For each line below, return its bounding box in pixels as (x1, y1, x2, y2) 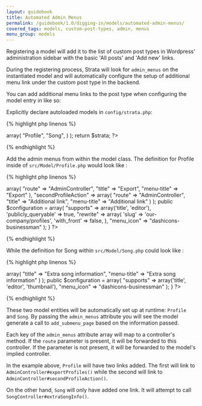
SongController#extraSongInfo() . (6, 393, 89, 400)
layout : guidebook (6, 8, 52, 15)
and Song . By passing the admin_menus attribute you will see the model (6, 313, 178, 320)
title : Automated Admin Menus (6, 14, 83, 21)
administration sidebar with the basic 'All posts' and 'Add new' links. (6, 54, 175, 62)
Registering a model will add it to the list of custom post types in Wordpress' (6, 48, 196, 55)
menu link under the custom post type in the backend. (6, 79, 140, 86)
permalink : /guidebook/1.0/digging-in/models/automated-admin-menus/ (6, 20, 185, 26)
